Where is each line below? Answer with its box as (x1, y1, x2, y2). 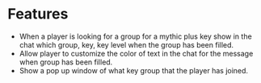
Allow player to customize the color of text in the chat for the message (19, 48, 254, 58)
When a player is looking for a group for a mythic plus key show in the (19, 31, 252, 41)
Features (7, 5, 69, 23)
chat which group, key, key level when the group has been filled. (19, 39, 234, 49)
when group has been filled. (19, 57, 113, 67)
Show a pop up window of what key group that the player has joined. (19, 65, 248, 75)
